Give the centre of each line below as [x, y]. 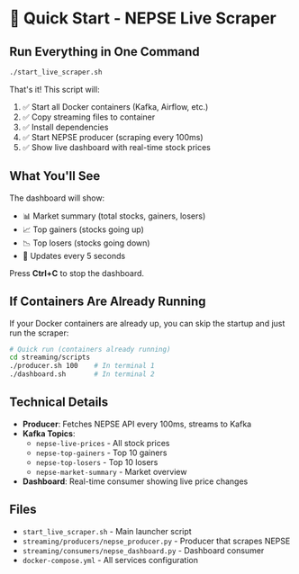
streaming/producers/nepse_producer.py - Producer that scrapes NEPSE [156, 541]
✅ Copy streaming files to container [89, 117]
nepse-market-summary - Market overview [111, 471]
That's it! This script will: [55, 89]
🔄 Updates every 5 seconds [74, 256]
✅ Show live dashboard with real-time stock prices [117, 147]
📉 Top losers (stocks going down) [86, 243]
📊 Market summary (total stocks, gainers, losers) [114, 216]
